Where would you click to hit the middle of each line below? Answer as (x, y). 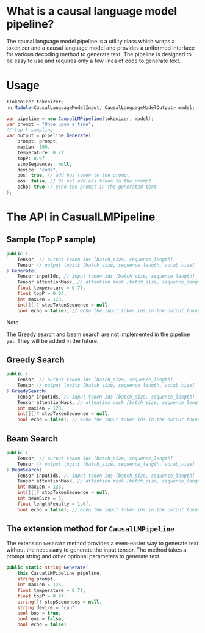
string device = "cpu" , (48, 607)
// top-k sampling (30, 130)
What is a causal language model (92, 11)
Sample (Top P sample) (51, 240)
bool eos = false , (41, 619)
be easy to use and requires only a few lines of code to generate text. (94, 61)
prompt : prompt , (38, 141)
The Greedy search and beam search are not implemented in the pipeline (98, 334)
